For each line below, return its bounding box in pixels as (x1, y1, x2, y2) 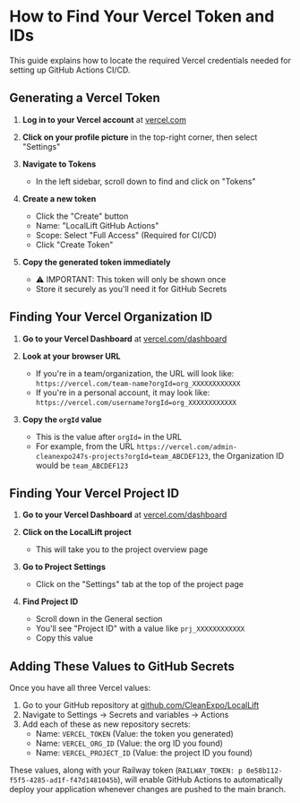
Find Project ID (21, 596, 79, 607)
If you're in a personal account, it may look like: (35, 387, 210, 398)
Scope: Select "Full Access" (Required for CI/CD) (35, 229, 218, 240)
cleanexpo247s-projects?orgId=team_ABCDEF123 (35, 452, 209, 461)
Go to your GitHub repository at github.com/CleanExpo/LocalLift (21, 700, 260, 711)
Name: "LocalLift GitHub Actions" (35, 220, 159, 230)
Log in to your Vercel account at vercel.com (21, 114, 186, 125)
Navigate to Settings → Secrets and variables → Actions (21, 710, 229, 721)
